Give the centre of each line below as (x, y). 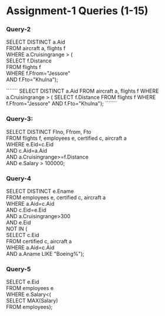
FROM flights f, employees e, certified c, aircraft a (66, 138)
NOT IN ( (17, 229)
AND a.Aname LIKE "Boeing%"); (45, 254)
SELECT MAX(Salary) (32, 301)
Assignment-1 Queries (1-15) (77, 11)
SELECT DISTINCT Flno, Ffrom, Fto (49, 131)
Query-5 (19, 269)
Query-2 (19, 29)
